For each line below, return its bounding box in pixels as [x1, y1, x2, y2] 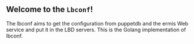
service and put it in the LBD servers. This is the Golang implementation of [6, 26, 186, 33]
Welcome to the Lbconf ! [6, 5, 93, 14]
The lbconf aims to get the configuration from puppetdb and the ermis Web [6, 20, 189, 27]
